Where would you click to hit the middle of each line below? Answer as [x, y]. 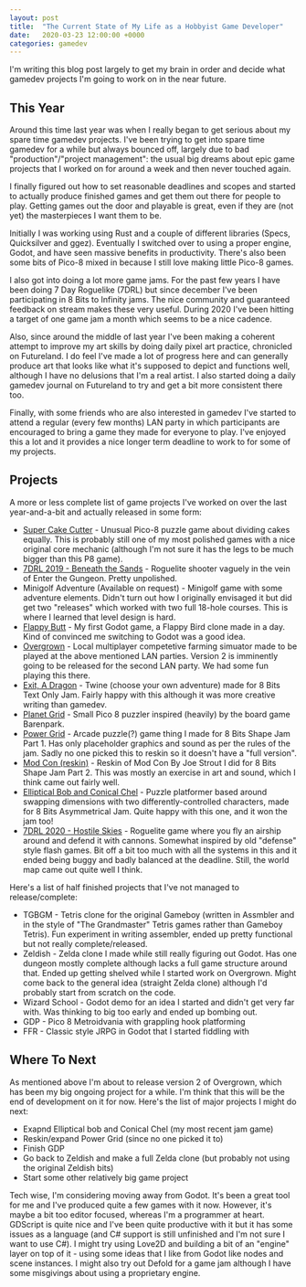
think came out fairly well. [71, 782]
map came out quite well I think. [83, 869]
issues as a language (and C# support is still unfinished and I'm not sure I [148, 1234]
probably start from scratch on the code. [99, 992]
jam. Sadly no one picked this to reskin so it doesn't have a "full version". [159, 753]
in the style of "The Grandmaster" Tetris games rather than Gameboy [153, 924]
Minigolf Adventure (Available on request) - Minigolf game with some [153, 588]
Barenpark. [44, 724]
